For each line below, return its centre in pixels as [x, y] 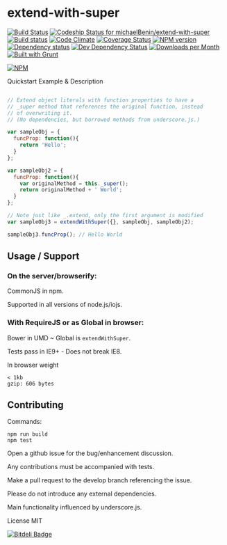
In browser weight [33, 365]
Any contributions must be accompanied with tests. [81, 467]
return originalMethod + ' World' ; [71, 190]
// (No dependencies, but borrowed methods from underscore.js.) [103, 120]
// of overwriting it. [40, 113]
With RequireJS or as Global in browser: [76, 323]
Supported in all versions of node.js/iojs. [65, 305]
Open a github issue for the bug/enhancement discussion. [90, 453]
